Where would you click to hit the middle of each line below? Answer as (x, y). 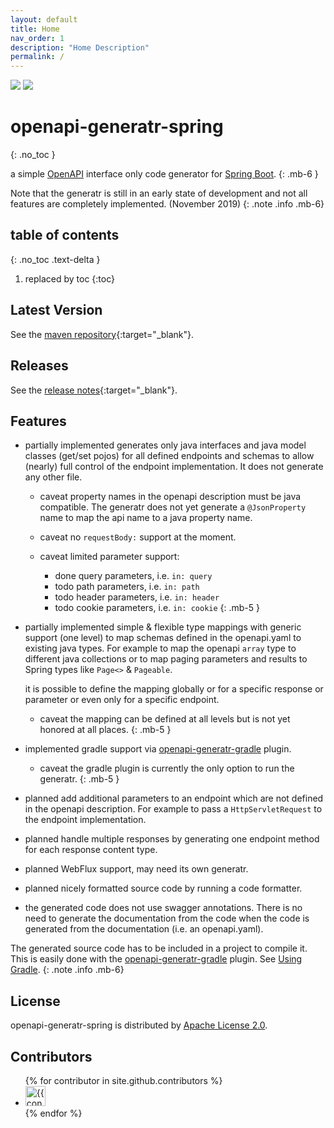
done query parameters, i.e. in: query (133, 576)
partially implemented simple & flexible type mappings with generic (163, 627)
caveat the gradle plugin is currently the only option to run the (167, 768)
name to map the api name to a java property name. (146, 518)
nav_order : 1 (37, 38)
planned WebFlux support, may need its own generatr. (136, 869)
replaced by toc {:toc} (70, 278)
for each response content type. (91, 850)
